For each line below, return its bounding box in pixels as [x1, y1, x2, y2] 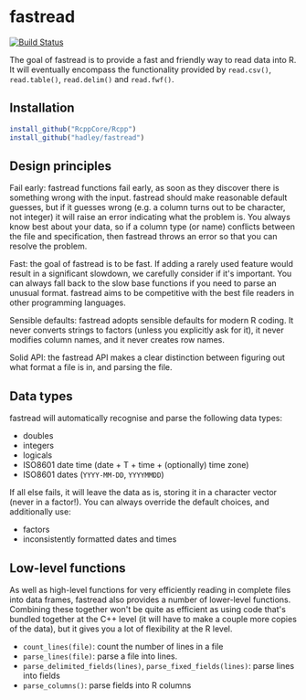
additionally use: [9, 506, 71, 517]
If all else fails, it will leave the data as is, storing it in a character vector [9, 487, 277, 498]
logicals [22, 450, 53, 461]
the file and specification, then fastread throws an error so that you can [9, 231, 278, 242]
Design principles [9, 158, 112, 174]
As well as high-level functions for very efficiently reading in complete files [9, 584, 291, 595]
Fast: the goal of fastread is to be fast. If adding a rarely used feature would [9, 259, 294, 270]
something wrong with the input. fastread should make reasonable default [9, 192, 288, 203]
